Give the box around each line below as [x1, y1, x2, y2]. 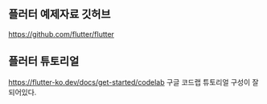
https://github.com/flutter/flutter [8, 29, 115, 38]
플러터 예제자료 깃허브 [8, 7, 111, 22]
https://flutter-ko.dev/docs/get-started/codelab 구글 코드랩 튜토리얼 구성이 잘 [8, 77, 259, 86]
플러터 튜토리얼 [8, 54, 80, 68]
